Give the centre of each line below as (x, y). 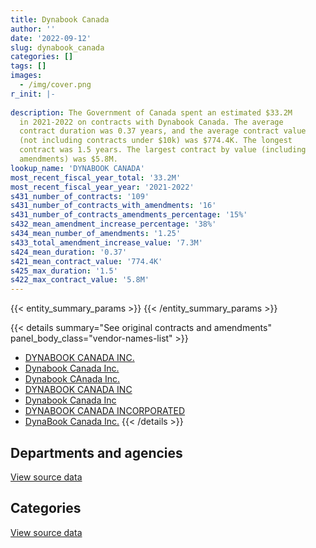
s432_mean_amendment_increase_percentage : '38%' (113, 224)
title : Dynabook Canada (60, 19)
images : (26, 76)
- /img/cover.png (55, 85)
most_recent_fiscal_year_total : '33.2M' (96, 177)
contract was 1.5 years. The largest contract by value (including (163, 150)
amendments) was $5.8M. (68, 159)
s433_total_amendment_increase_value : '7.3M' (106, 242)
